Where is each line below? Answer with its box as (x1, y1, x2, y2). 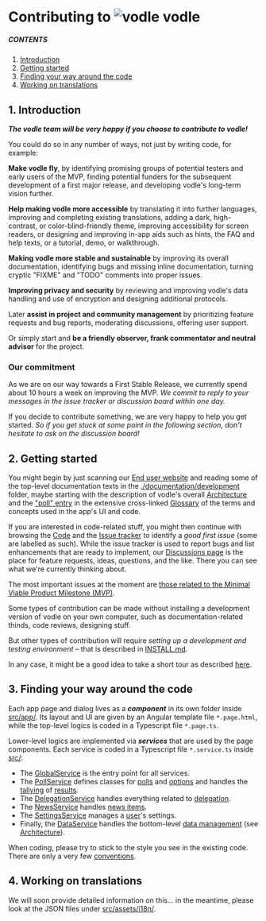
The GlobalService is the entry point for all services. (19, 768, 191, 778)
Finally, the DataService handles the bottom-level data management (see (19, 818, 259, 828)
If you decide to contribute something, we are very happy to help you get (8, 412, 248, 421)
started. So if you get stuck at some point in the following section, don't (8, 420, 242, 430)
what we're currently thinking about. (8, 564, 127, 574)
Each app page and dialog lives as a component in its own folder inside (8, 703, 242, 713)
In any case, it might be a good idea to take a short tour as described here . (8, 660, 253, 669)
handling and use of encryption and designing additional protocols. (8, 294, 228, 304)
